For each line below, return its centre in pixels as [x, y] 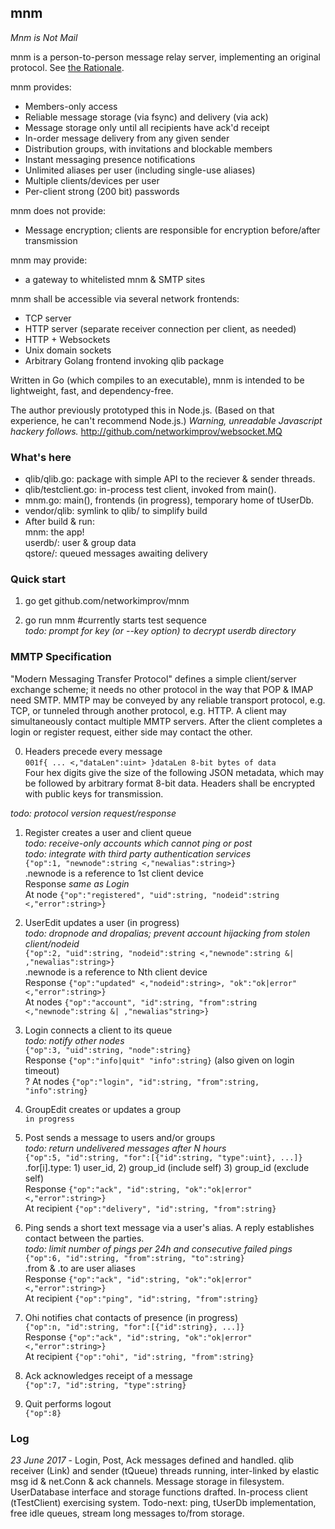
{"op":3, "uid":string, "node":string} [108, 1050]
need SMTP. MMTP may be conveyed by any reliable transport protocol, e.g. [168, 700]
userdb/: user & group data [80, 543]
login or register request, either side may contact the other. [131, 732]
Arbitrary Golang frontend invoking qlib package [124, 360]
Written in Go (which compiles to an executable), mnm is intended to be [157, 380]
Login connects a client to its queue [98, 1030]
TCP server [48, 318]
